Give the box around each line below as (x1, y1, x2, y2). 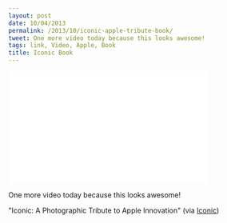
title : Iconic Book (8, 49, 74, 57)
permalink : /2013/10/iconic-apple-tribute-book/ (8, 26, 173, 34)
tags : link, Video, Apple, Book (8, 42, 116, 50)
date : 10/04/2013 (8, 19, 66, 27)
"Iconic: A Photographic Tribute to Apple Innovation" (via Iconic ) (8, 205, 220, 215)
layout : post (8, 11, 52, 20)
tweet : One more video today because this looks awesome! (8, 34, 205, 42)
